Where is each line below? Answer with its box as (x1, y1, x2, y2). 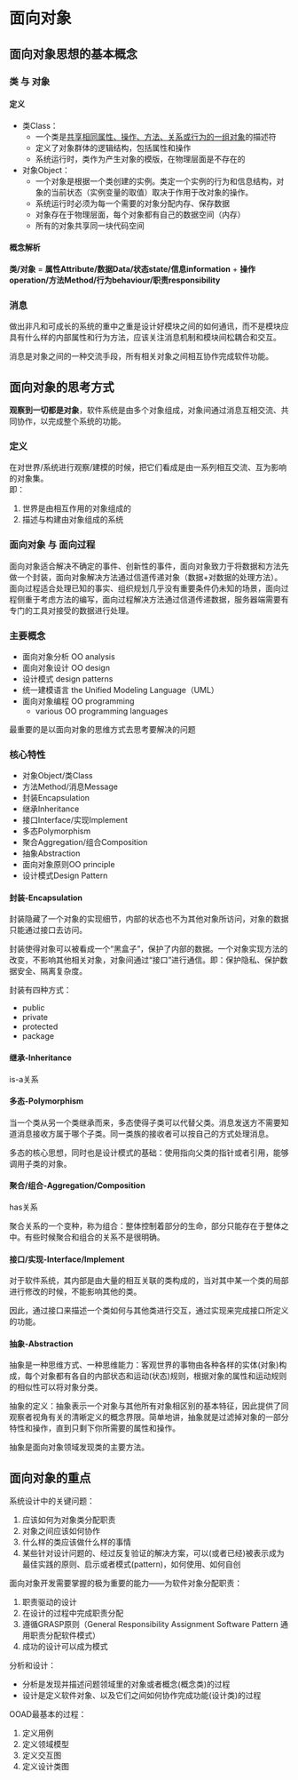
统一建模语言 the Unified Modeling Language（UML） (21, 684, 219, 695)
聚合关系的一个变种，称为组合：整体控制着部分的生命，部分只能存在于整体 (9, 1221, 281, 1232)
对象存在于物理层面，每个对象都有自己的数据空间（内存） (35, 209, 246, 220)
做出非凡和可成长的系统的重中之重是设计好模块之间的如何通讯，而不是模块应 (9, 321, 289, 331)
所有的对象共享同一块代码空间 (35, 220, 145, 231)
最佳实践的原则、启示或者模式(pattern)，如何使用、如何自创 (21, 1559, 241, 1569)
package (21, 1031, 55, 1042)
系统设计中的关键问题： (9, 1496, 95, 1506)
